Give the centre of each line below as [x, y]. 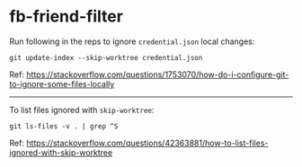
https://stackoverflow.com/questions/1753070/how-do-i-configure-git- [158, 75]
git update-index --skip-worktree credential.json [106, 57]
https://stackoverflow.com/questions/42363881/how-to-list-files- [147, 143]
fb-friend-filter [67, 17]
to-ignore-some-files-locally [62, 83]
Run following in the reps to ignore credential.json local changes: [132, 41]
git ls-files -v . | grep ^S [64, 126]
